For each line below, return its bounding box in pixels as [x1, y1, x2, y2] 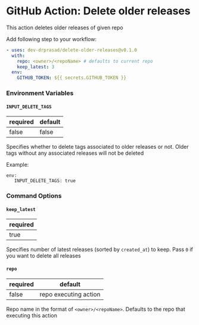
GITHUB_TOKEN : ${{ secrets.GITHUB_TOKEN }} [17, 75, 127, 81]
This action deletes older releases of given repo [6, 24, 123, 31]
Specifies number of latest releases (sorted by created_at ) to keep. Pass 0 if [6, 246, 194, 253]
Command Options [6, 192, 62, 200]
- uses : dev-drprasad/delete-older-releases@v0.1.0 [6, 47, 137, 53]
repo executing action [39, 290, 101, 298]
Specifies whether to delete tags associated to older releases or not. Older [6, 143, 189, 151]
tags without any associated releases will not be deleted [6, 149, 144, 157]
